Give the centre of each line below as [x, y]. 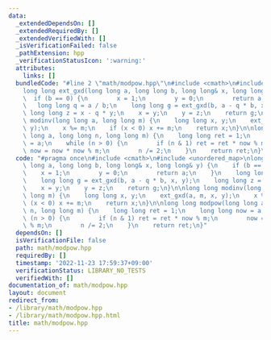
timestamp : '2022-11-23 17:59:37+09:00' [84, 263]
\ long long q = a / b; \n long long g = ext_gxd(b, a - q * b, [140, 106]
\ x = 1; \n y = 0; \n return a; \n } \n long [137, 173]
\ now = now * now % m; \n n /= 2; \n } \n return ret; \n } [142, 151]
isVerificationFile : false [61, 241]
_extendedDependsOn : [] [55, 23]
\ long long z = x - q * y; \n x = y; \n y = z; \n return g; [140, 114]
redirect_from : [34, 301]
